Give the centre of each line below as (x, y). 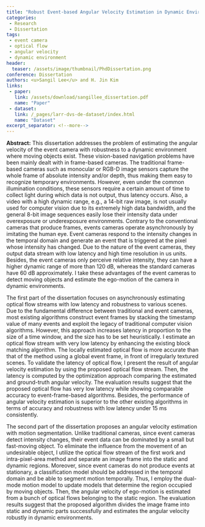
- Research (23, 23)
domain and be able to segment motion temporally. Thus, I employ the (94, 479)
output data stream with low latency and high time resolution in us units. (97, 254)
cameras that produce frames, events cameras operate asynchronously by (100, 227)
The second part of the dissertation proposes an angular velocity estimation (102, 427)
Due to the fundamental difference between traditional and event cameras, (100, 311)
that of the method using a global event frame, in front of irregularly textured (103, 356)
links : (15, 86)
